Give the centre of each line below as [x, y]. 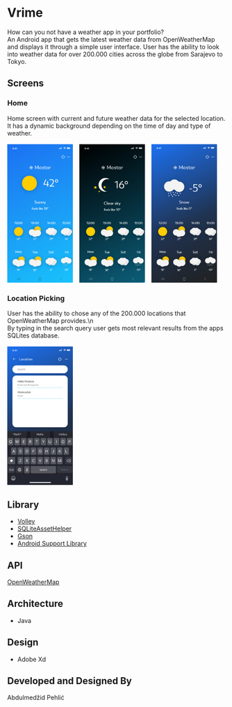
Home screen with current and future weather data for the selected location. [116, 118]
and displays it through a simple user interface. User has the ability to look [114, 47]
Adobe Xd [32, 659]
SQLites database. [34, 335]
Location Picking [36, 298]
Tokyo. [17, 61]
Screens [25, 84]
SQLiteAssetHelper [44, 529]
